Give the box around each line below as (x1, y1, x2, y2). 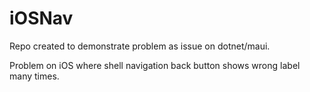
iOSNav (9, 7, 74, 30)
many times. (9, 70, 60, 82)
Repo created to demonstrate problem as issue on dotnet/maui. (9, 40, 271, 52)
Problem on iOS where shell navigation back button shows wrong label (9, 59, 301, 71)
